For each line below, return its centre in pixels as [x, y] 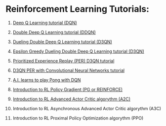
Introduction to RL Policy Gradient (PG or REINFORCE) [68, 89]
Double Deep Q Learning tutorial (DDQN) [54, 32]
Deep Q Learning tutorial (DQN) [45, 23]
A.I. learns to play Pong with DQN [47, 80]
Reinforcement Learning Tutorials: [78, 9]
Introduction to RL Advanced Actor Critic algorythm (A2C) [71, 99]
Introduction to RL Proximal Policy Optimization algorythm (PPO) [78, 118]
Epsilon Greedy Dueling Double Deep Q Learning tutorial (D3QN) [79, 51]
